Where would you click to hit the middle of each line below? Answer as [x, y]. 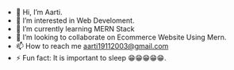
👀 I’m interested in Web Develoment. [75, 20]
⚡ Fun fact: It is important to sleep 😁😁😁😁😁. [91, 58]
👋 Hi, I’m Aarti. [39, 12]
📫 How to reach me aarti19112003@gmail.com [92, 46]
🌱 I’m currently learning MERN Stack [75, 29]
